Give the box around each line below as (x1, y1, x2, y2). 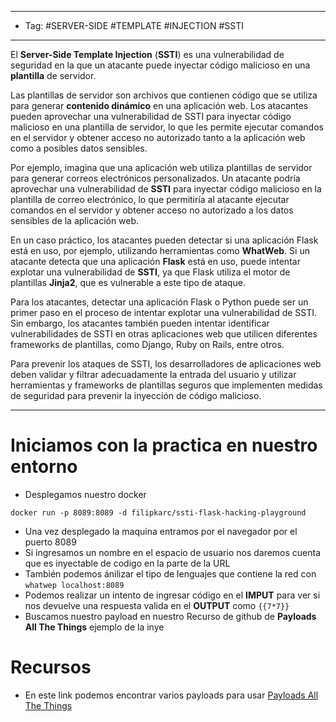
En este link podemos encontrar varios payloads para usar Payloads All (24, 689, 319, 701)
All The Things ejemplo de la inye (24, 621, 165, 633)
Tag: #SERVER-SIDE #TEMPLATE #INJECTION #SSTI (24, 20, 245, 31)
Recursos (10, 656, 92, 679)
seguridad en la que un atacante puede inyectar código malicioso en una (10, 59, 311, 71)
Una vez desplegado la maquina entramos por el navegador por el (24, 525, 298, 537)
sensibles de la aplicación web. (10, 215, 140, 226)
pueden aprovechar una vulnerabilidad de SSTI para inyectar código (10, 111, 292, 122)
